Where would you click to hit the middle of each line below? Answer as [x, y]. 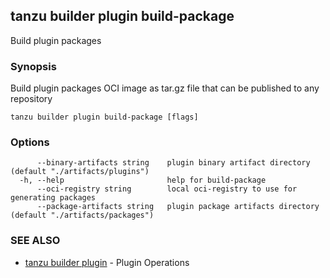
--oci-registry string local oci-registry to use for [167, 189]
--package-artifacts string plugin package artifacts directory [178, 207]
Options [30, 142]
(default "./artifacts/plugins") [80, 172]
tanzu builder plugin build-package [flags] [104, 117]
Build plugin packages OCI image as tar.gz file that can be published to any [165, 88]
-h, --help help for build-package [143, 180]
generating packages [53, 198]
